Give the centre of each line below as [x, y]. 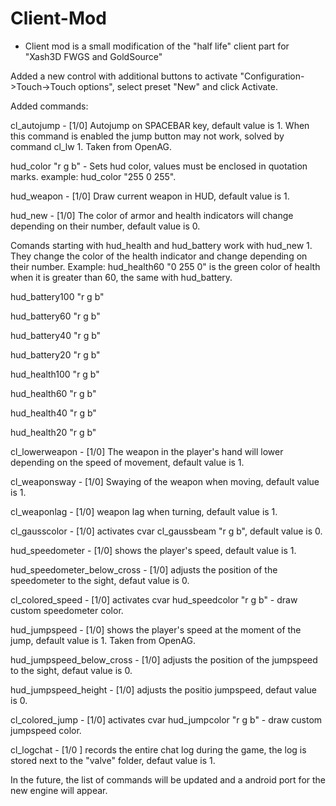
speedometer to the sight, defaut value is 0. [100, 580]
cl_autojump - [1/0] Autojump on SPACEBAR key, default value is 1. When [160, 125]
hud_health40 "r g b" [53, 413]
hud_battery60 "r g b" [55, 316]
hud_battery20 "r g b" [55, 354]
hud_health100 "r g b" [55, 374]
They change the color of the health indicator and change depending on [159, 256]
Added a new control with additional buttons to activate [124, 76]
